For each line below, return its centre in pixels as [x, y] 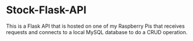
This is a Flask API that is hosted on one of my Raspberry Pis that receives [96, 26]
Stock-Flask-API [46, 10]
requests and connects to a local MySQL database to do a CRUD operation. [97, 32]
